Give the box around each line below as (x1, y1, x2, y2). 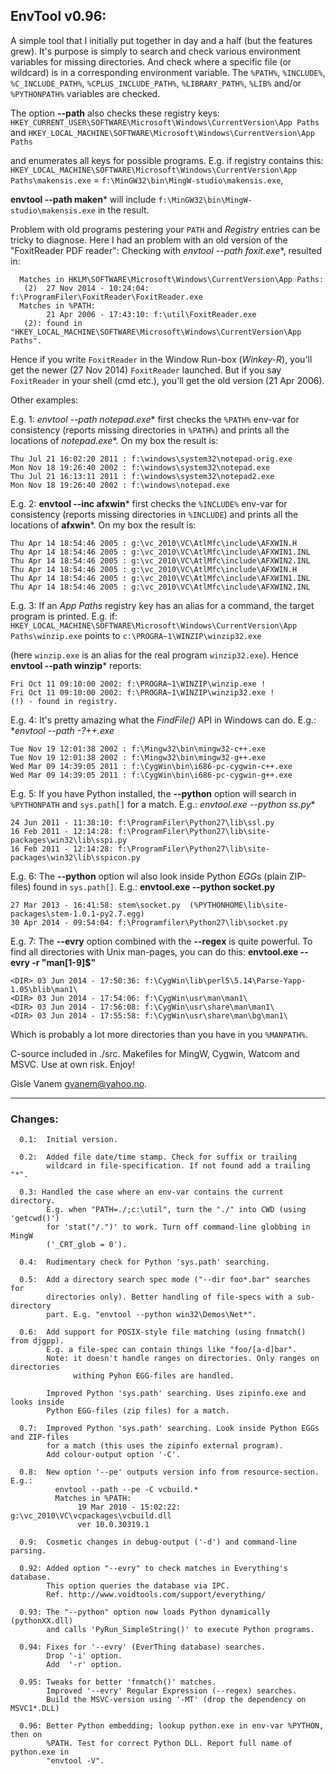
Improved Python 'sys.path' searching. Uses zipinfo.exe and (46, 1389, 307, 1399)
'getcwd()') (10, 1214, 60, 1224)
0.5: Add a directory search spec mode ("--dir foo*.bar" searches (19, 1275, 311, 1285)
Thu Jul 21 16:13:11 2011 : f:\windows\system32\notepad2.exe (10, 471, 275, 481)
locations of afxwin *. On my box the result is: (10, 519, 197, 531)
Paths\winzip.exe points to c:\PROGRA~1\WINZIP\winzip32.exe (10, 629, 262, 641)
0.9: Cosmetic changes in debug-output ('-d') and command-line (19, 1537, 298, 1548)
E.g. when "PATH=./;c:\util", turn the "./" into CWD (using (46, 1205, 307, 1215)
